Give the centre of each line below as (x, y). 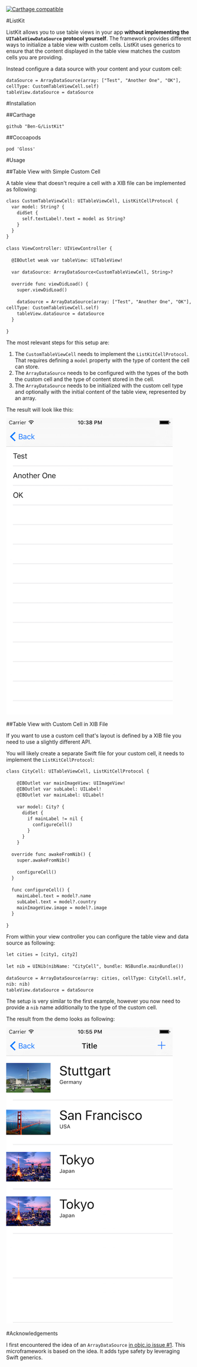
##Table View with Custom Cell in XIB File (57, 724)
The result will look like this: (40, 410)
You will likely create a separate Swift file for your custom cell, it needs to (95, 753)
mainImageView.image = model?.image (62, 908)
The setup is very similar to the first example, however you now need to (93, 1001)
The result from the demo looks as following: (61, 1019)
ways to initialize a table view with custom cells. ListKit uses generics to (94, 45)
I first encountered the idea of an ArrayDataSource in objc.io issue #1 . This (96, 1345)
